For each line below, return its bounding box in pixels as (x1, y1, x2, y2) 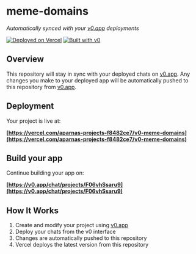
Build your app (6, 153, 63, 163)
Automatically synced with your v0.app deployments (6, 24, 139, 32)
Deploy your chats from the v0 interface (15, 228, 116, 236)
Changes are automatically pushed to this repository (15, 234, 147, 242)
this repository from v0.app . (6, 83, 76, 90)
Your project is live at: (6, 117, 61, 125)
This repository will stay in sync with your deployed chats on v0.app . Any (6, 70, 191, 78)
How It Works (6, 205, 59, 216)
